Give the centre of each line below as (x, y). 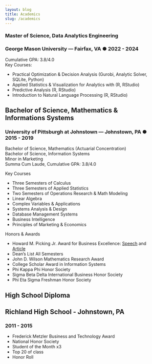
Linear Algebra (27, 199)
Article (19, 249)
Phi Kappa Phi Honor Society (41, 270)
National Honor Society (36, 342)
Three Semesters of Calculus (41, 183)
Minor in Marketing (24, 159)
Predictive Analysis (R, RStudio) (44, 90)
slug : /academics (23, 19)
